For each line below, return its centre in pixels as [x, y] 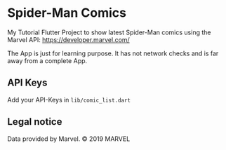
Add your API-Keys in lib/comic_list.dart [69, 100]
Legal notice [35, 122]
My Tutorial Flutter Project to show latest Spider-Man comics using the [109, 32]
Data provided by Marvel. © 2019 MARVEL [69, 139]
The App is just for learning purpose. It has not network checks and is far [113, 53]
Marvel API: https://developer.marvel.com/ [68, 39]
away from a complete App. [47, 60]
